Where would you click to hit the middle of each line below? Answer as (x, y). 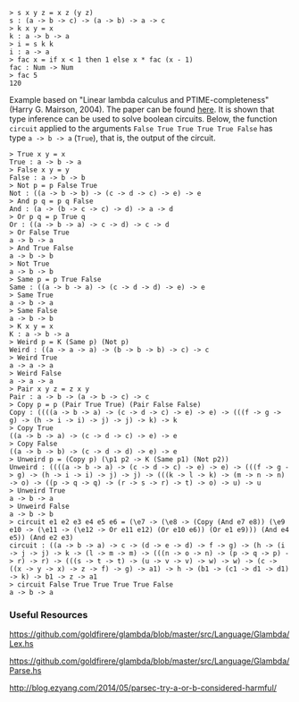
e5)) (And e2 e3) (42, 537)
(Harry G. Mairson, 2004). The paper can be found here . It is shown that (142, 109)
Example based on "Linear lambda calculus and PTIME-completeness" (139, 100)
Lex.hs (21, 644)
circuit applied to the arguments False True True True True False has (141, 128)
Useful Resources (49, 614)
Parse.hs (25, 671)
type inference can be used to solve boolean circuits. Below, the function (144, 119)
